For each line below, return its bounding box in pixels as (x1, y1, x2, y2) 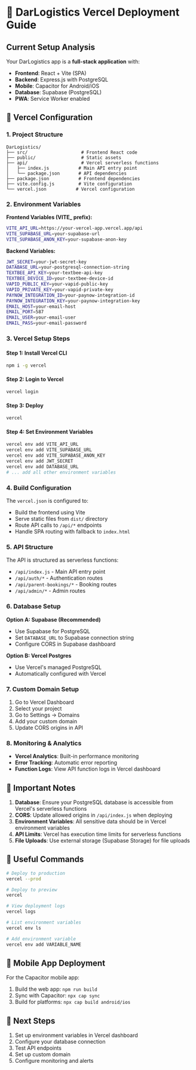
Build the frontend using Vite (14, 509, 85, 516)
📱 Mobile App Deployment (6, 958, 106, 968)
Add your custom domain (14, 717, 78, 725)
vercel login (6, 389, 39, 395)
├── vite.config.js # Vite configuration (6, 181, 133, 187)
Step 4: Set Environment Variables (6, 428, 94, 435)
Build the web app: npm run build (14, 985, 97, 993)
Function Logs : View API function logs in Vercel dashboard (14, 765, 161, 773)
